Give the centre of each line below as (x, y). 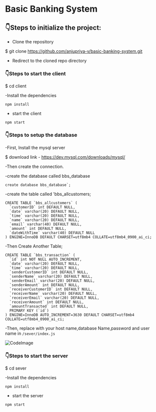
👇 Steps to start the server (37, 356)
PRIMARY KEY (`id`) (29, 310)
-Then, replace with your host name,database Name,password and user (78, 328)
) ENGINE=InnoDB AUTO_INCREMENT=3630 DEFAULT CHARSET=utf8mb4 (70, 315)
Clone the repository (33, 42)
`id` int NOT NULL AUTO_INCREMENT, (46, 259)
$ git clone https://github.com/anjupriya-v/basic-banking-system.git (74, 51)
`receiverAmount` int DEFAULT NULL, (47, 302)
